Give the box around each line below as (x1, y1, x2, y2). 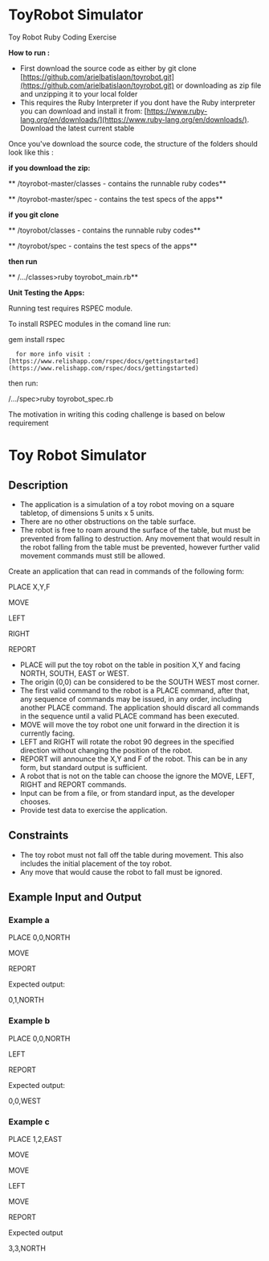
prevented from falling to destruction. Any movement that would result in (19, 534, 261, 543)
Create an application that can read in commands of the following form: (8, 566, 245, 576)
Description (8, 478, 68, 492)
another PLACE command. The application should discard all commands (19, 703, 259, 712)
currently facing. (19, 728, 75, 738)
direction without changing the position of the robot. (19, 745, 193, 755)
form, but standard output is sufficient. (19, 762, 148, 772)
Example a (8, 915, 50, 926)
